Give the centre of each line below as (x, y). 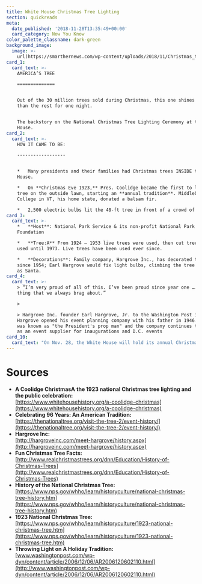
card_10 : (17, 337)
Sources (28, 373)
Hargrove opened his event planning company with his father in (99, 320)
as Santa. (29, 271)
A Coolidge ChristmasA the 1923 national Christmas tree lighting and (103, 389)
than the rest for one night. (55, 106)
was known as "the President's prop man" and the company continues (105, 326)
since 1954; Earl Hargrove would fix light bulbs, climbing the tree (106, 265)
